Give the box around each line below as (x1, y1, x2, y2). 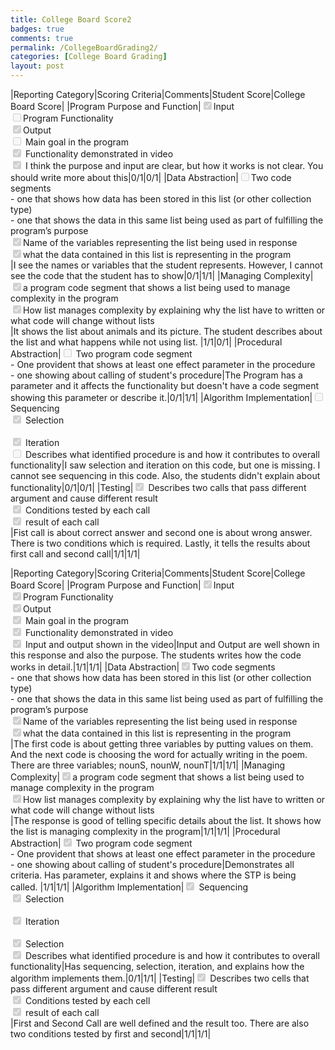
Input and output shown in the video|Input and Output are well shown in (24, 639, 320, 650)
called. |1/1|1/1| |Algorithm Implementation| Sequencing (10, 881, 249, 893)
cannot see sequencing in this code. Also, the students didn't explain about (10, 470, 321, 481)
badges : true (10, 24, 65, 34)
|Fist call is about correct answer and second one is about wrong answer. (10, 527, 313, 538)
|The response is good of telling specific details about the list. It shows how (10, 815, 322, 826)
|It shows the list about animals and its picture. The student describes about (10, 326, 323, 337)
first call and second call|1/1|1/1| (10, 548, 141, 560)
